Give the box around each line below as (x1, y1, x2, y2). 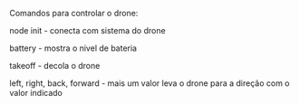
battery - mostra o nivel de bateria (9, 43, 138, 53)
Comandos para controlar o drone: (9, 8, 139, 18)
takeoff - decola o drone (9, 61, 101, 71)
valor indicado (9, 88, 63, 98)
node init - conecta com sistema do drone (9, 25, 166, 35)
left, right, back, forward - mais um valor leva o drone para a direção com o (9, 78, 290, 89)
